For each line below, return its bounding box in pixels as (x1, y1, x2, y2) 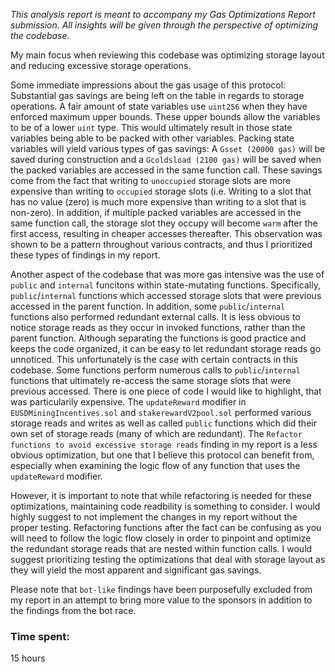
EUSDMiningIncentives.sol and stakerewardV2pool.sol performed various (10, 407, 312, 418)
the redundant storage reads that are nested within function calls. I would (10, 543, 313, 554)
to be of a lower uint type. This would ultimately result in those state (10, 122, 293, 133)
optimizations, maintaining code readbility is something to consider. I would (10, 500, 321, 512)
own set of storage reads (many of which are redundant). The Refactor (10, 428, 303, 439)
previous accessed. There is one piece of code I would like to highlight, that (10, 385, 322, 397)
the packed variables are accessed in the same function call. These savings (10, 164, 323, 176)
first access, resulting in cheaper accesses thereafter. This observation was (10, 228, 323, 239)
